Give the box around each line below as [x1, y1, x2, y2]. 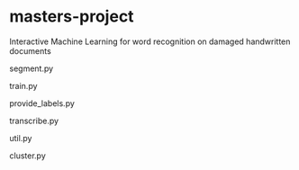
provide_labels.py [9, 97, 75, 109]
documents [9, 45, 51, 56]
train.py [9, 80, 38, 91]
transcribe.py [9, 115, 59, 126]
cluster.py [9, 150, 47, 161]
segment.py [9, 63, 54, 74]
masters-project [9, 6, 134, 27]
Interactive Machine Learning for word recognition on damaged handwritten [9, 36, 291, 47]
